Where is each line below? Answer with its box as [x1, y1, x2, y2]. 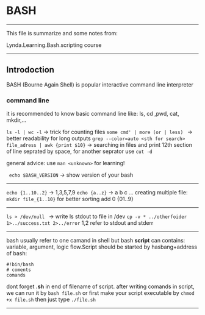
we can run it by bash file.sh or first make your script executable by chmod [6, 289, 195, 297]
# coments [6, 267, 32, 273]
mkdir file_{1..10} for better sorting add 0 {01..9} [6, 196, 134, 203]
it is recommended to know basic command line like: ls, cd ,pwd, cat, [6, 110, 179, 118]
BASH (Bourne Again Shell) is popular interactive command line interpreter [6, 80, 194, 88]
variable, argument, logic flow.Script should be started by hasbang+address [6, 243, 197, 250]
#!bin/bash [6, 261, 34, 268]
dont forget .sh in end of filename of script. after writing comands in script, [6, 283, 195, 290]
